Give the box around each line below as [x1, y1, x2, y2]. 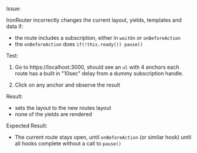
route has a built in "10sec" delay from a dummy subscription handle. [14, 70, 184, 76]
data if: [6, 23, 24, 30]
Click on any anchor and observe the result [14, 81, 120, 88]
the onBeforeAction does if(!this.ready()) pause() [14, 41, 144, 47]
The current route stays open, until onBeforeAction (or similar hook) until [14, 133, 192, 141]
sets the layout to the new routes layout [14, 104, 112, 111]
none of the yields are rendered [14, 111, 92, 117]
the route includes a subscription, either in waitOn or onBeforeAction [14, 34, 181, 41]
